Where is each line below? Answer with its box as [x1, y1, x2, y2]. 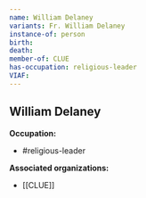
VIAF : [9, 71, 29, 80]
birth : [9, 37, 34, 47]
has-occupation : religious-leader [9, 63, 138, 72]
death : [9, 46, 34, 55]
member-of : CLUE [9, 54, 69, 63]
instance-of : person [9, 29, 86, 38]
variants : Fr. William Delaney [9, 21, 126, 30]
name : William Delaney [9, 12, 93, 22]
